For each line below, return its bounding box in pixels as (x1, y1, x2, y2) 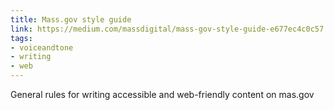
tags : (10, 33, 33, 43)
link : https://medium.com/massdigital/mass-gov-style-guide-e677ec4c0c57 (10, 24, 325, 34)
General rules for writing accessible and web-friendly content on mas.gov (10, 89, 315, 100)
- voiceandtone (10, 42, 74, 53)
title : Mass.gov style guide (10, 14, 132, 25)
